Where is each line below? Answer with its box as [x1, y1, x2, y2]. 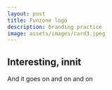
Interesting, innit [7, 56, 82, 67]
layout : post [7, 10, 46, 18]
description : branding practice [7, 23, 102, 30]
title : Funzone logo [7, 17, 68, 24]
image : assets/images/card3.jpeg [7, 30, 106, 37]
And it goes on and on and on [7, 75, 93, 83]
